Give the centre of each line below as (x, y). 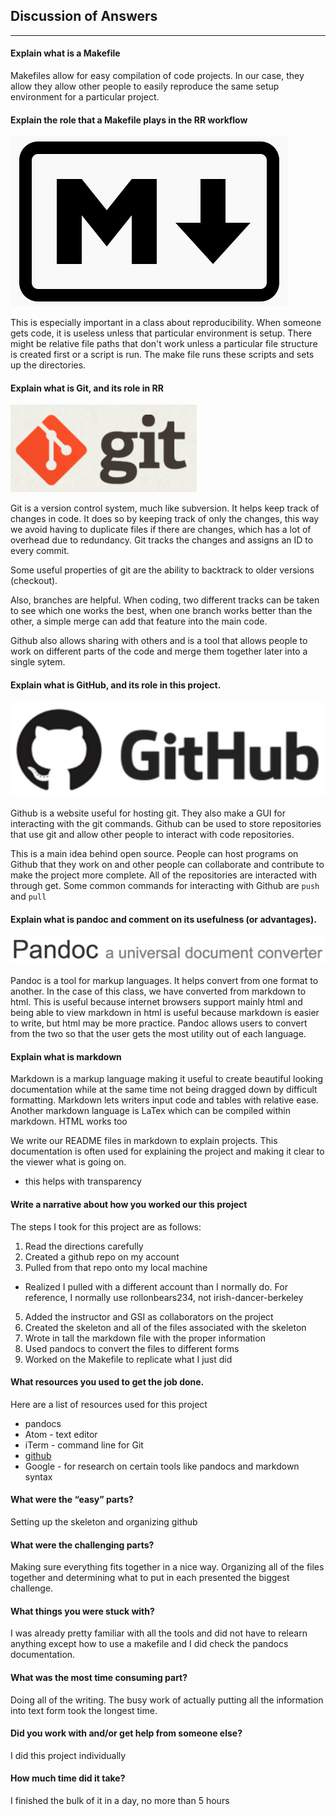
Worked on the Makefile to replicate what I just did (128, 1359)
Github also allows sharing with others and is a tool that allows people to (159, 641)
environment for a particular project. (85, 97)
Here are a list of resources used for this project (109, 1404)
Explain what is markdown (66, 1056)
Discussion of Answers (84, 16)
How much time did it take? (68, 1778)
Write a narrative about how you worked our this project (129, 1205)
